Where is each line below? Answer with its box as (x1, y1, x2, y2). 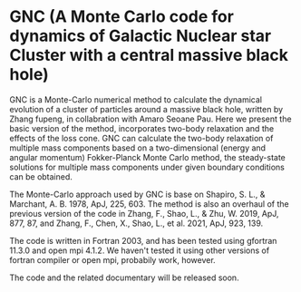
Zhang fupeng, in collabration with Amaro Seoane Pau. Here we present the (9, 113, 292, 124)
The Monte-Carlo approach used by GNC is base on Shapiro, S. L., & (9, 189, 266, 200)
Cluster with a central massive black (9, 45, 288, 65)
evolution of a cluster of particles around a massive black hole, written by (9, 103, 284, 114)
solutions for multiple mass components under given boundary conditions (9, 161, 286, 172)
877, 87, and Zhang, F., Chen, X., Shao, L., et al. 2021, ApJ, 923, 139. (9, 218, 264, 229)
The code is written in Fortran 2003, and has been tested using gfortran (9, 235, 277, 246)
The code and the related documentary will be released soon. (9, 272, 239, 283)
